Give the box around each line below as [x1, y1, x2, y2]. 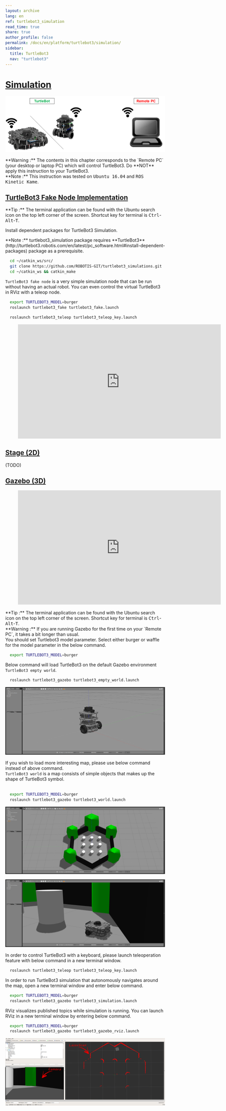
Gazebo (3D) [5, 476, 46, 485]
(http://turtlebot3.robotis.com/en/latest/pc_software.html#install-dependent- [5, 243, 165, 249]
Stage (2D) [5, 448, 40, 457]
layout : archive [5, 8, 40, 13]
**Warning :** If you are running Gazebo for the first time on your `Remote [5, 626, 162, 632]
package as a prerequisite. [28, 248, 84, 254]
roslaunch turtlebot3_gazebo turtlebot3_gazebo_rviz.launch [10, 1029, 139, 1034]
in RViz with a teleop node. [5, 289, 61, 296]
